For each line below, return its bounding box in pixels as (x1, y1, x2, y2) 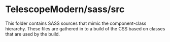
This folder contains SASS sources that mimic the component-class (5, 20, 147, 26)
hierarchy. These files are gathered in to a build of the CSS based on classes (5, 25, 165, 31)
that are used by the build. (5, 31, 60, 37)
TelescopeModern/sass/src (5, 4, 125, 15)
